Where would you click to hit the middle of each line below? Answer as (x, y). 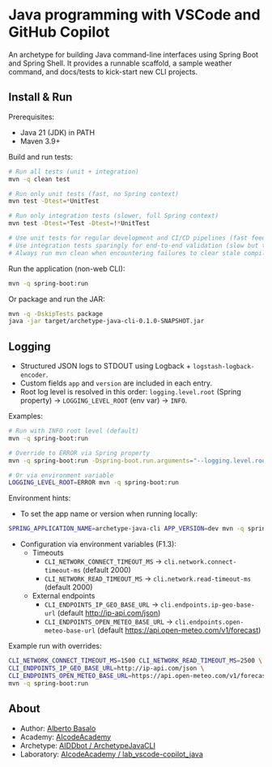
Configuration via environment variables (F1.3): (98, 544)
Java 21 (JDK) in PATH (57, 132)
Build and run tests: (40, 156)
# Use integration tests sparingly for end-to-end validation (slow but (134, 245)
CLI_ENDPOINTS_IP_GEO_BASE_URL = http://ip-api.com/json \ (106, 669)
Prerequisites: (32, 117)
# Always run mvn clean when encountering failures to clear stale (125, 253)
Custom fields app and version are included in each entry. (116, 383)
